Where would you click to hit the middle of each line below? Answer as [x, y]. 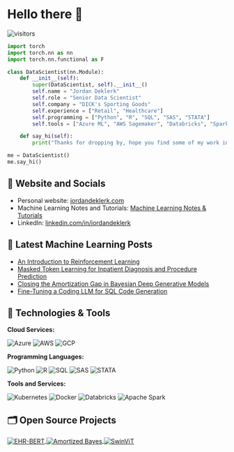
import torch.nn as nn [40, 53]
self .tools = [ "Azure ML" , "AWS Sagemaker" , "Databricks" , [120, 124]
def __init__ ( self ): [49, 78]
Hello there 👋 [45, 14]
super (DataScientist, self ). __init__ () [90, 85]
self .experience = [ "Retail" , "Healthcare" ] [98, 111]
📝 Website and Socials [56, 184]
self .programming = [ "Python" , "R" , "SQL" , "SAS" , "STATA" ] [121, 117]
